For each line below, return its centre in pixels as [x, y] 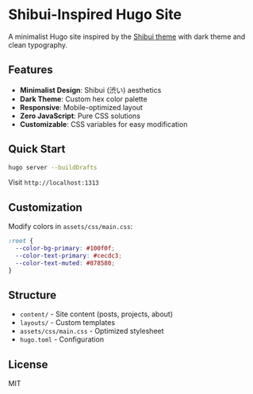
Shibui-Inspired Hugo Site [95, 15]
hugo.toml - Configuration [62, 339]
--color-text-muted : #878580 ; [65, 263]
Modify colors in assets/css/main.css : [71, 227]
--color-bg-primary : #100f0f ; [65, 249]
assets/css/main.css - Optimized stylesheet [92, 331]
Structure [33, 295]
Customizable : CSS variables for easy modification [103, 124]
